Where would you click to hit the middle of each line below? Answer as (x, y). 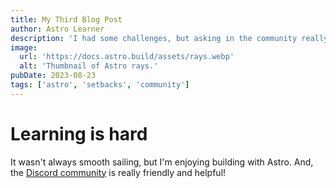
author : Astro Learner (57, 29)
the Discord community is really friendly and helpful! (118, 172)
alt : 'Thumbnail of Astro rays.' (89, 66)
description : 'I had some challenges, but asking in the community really (169, 38)
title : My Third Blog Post (66, 19)
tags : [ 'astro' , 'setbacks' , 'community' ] (100, 85)
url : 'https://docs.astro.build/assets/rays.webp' (127, 57)
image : (24, 47)
